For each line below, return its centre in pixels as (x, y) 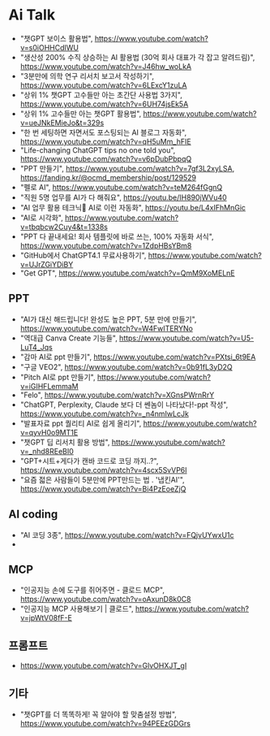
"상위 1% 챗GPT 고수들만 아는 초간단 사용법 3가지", (101, 94)
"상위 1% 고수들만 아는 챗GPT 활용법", (81, 113)
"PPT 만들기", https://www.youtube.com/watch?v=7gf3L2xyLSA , (127, 168)
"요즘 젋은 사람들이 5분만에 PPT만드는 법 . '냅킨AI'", (102, 479)
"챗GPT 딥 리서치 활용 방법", (65, 442)
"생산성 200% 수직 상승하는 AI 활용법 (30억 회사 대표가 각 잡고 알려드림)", (137, 57)
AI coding (33, 515)
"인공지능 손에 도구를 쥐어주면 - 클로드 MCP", (92, 590)
